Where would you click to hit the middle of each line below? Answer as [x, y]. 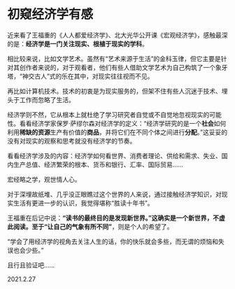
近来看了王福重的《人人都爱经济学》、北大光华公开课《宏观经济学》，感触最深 [117, 35]
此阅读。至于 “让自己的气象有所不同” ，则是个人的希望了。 [90, 226]
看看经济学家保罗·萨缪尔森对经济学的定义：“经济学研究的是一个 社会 [117, 123]
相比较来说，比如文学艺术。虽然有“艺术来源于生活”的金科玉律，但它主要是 [114, 58]
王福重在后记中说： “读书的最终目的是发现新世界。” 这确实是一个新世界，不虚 [116, 218]
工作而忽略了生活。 [47, 99]
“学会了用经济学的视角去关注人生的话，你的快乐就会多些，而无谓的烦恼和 [113, 241]
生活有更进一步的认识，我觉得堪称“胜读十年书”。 [83, 203]
